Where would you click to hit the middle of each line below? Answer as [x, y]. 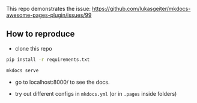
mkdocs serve [23, 70]
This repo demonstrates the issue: [49, 9]
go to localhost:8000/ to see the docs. [62, 82]
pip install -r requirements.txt [48, 60]
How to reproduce [41, 34]
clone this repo [33, 48]
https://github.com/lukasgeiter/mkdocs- [141, 9]
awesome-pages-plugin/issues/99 [49, 15]
